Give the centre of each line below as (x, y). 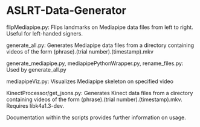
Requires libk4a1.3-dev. (35, 105)
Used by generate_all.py (36, 69)
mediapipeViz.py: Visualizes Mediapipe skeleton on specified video (90, 81)
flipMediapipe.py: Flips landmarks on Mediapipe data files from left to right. (100, 27)
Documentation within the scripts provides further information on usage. (96, 117)
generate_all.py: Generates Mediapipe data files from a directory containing (100, 45)
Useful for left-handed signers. (45, 33)
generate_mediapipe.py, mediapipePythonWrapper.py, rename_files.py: (95, 63)
